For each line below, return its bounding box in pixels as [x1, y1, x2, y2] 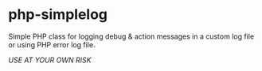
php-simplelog [8, 6, 108, 24]
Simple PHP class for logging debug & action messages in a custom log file [8, 32, 255, 41]
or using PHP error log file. [8, 39, 96, 49]
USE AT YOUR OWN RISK [8, 55, 92, 65]
